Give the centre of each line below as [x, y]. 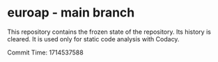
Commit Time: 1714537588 [45, 52]
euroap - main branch [71, 13]
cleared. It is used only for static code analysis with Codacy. [93, 39]
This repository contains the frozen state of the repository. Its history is [109, 32]
